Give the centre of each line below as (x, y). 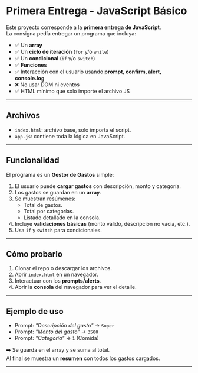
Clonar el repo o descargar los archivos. (63, 268)
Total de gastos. (43, 205)
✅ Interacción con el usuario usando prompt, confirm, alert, (88, 72)
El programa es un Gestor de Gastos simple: (60, 174)
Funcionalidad (33, 160)
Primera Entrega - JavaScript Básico (97, 11)
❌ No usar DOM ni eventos (47, 85)
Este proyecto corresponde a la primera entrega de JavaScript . (84, 27)
